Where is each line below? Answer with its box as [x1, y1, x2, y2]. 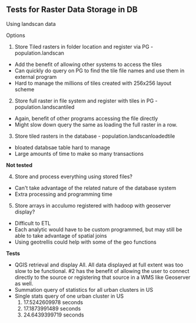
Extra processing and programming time [14, 191, 113, 198]
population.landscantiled [14, 103, 75, 111]
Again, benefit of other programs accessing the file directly [14, 115, 158, 122]
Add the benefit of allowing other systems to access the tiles [14, 61, 162, 68]
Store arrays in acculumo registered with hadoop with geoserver [14, 202, 171, 209]
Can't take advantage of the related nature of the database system [14, 184, 177, 191]
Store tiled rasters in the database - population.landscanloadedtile [14, 132, 175, 139]
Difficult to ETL [14, 219, 51, 227]
